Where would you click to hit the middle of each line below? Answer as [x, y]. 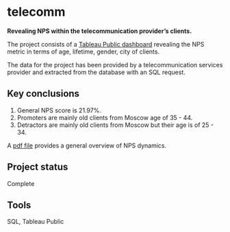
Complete [21, 183]
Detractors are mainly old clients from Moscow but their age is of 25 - [115, 125]
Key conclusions [43, 94]
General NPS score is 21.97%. [59, 110]
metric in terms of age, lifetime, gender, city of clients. [83, 51]
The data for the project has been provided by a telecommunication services [115, 65]
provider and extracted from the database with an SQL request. [97, 72]
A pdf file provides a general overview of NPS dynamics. [87, 146]
